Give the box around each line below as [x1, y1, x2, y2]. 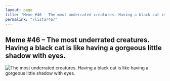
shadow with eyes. [5, 51, 66, 60]
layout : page [5, 7, 33, 13]
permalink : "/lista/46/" [5, 17, 58, 22]
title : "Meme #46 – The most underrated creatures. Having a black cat [5, 12, 159, 17]
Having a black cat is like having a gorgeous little [5, 44, 162, 52]
